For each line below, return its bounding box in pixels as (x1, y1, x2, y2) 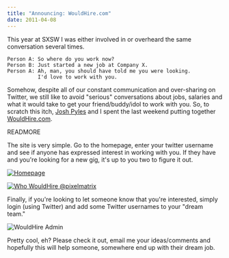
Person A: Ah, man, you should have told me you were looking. (7, 68, 191, 74)
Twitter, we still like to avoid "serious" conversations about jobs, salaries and (7, 93, 223, 101)
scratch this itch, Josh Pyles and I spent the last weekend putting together (7, 107, 216, 115)
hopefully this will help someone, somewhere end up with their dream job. (7, 243, 215, 251)
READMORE (7, 128, 41, 136)
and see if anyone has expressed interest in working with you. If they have (7, 148, 217, 156)
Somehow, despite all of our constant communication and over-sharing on (7, 85, 216, 94)
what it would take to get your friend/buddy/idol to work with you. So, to (7, 100, 210, 108)
